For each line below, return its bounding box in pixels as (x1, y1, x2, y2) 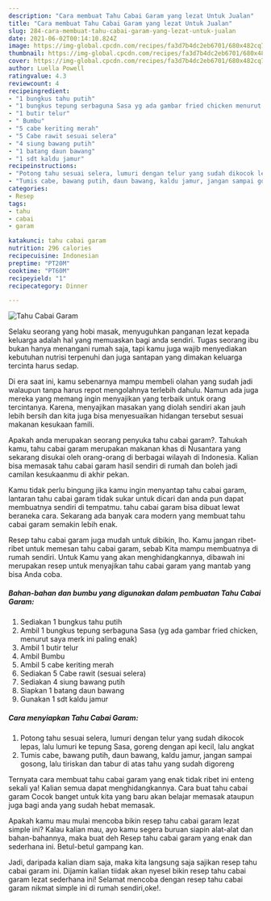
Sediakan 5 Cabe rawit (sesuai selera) (19, 668, 147, 679)
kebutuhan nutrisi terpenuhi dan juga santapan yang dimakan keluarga (8, 352, 243, 362)
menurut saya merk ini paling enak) (19, 634, 138, 644)
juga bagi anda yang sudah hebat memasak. (8, 801, 156, 810)
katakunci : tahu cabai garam (8, 237, 106, 245)
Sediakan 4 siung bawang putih (19, 677, 126, 687)
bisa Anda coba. (8, 570, 63, 579)
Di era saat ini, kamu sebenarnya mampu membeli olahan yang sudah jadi (8, 377, 253, 386)
